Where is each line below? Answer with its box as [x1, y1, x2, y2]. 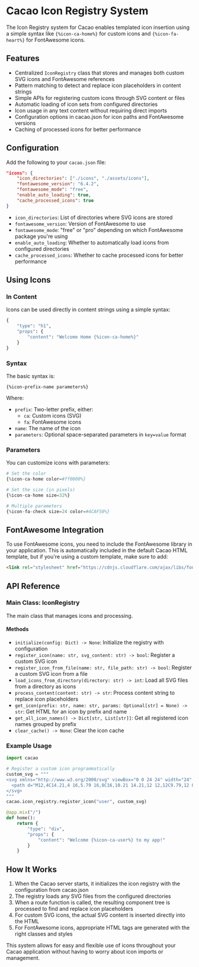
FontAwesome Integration [6, 525, 104, 535]
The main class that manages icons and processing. [6, 612, 133, 619]
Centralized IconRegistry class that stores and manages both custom [14, 69, 185, 76]
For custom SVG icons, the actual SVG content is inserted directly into [14, 911, 185, 918]
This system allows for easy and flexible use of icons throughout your [6, 942, 176, 949]
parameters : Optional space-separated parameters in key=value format [14, 431, 187, 438]
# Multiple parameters [6, 503, 62, 509]
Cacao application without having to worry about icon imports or [6, 948, 163, 955]
